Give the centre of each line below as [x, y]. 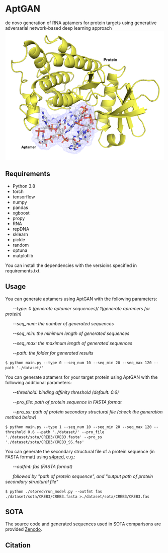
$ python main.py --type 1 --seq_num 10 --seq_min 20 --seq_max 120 [78, 427]
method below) [21, 417]
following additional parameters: [38, 382]
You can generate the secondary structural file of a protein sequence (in [80, 451]
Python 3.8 [24, 186]
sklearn [20, 234]
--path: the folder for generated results [53, 353]
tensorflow [24, 196]
